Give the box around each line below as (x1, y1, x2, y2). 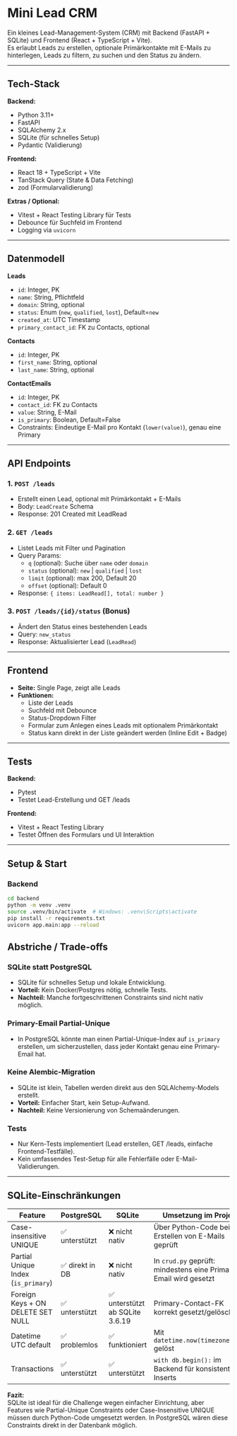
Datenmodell (7, 253, 65, 265)
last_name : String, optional (17, 365, 95, 374)
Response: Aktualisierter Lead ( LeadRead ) (17, 637, 137, 645)
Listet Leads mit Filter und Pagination (17, 544, 126, 552)
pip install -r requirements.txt (7, 914, 106, 921)
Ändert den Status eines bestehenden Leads (17, 622, 147, 631)
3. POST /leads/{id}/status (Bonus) (7, 607, 130, 616)
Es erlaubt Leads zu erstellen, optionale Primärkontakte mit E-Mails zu (7, 43, 212, 52)
